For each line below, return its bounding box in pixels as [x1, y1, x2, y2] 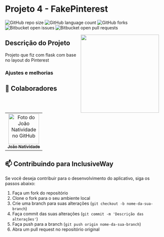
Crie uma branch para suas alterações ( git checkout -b [12, 200, 125, 206]
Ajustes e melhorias [5, 69, 54, 76]
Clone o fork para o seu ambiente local [12, 195, 90, 201]
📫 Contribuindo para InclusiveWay [5, 160, 114, 168]
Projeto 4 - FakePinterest [5, 3, 108, 15]
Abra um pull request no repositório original [12, 226, 100, 232]
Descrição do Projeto [5, 39, 70, 47]
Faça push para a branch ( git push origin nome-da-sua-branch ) [12, 221, 142, 227]
